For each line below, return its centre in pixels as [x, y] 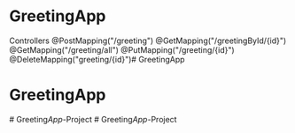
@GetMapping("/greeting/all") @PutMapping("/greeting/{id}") [122, 49]
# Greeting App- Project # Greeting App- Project [93, 119]
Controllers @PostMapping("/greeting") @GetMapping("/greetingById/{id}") [148, 41]
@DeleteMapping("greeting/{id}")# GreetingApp [97, 59]
